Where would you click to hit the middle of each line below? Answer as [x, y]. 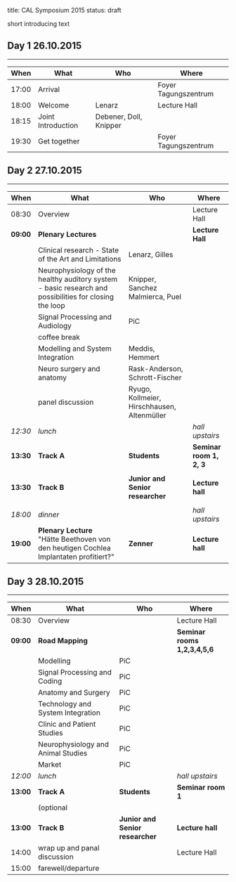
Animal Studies [63, 753]
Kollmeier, [145, 398]
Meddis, [142, 349]
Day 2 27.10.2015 [45, 170]
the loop [52, 305]
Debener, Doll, [119, 117]
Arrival [49, 89]
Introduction [58, 125]
